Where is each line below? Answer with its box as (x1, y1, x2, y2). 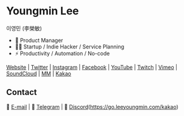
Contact (6, 87, 37, 97)
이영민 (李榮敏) (6, 25, 42, 32)
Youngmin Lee (6, 4, 79, 18)
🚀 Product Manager (14, 36, 64, 44)
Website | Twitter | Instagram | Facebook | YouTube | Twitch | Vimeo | (6, 63, 178, 71)
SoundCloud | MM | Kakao (6, 70, 71, 77)
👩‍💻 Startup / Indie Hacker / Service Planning (14, 43, 125, 50)
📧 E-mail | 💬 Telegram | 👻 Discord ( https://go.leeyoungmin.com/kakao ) (6, 103, 179, 110)
